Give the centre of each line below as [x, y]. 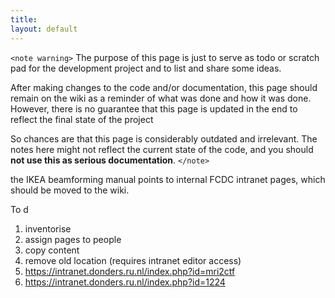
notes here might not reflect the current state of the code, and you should [162, 149]
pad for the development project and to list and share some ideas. [146, 68]
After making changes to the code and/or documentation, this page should [164, 87]
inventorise [48, 228]
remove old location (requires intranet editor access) [133, 260]
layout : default [44, 29]
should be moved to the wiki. [70, 190]
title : [24, 19]
